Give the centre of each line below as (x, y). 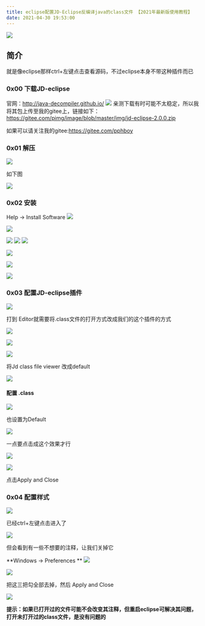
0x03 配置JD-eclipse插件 (44, 293)
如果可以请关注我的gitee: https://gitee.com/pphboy (70, 130)
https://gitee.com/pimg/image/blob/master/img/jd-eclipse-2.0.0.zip (91, 118)
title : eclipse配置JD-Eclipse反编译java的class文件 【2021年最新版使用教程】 (99, 12)
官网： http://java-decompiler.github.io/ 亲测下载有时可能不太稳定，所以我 (103, 103)
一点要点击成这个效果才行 (39, 443)
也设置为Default (26, 419)
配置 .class (20, 393)
